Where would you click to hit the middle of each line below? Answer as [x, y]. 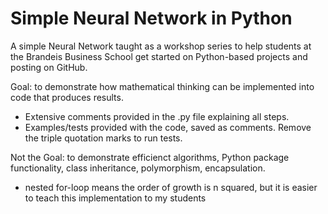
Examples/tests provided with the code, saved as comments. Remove [168, 127]
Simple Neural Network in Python [151, 18]
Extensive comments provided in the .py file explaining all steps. [157, 116]
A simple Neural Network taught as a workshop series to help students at [161, 46]
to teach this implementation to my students [115, 198]
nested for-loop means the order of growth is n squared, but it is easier [171, 187]
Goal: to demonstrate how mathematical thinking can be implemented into [162, 86]
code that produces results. [67, 97]
